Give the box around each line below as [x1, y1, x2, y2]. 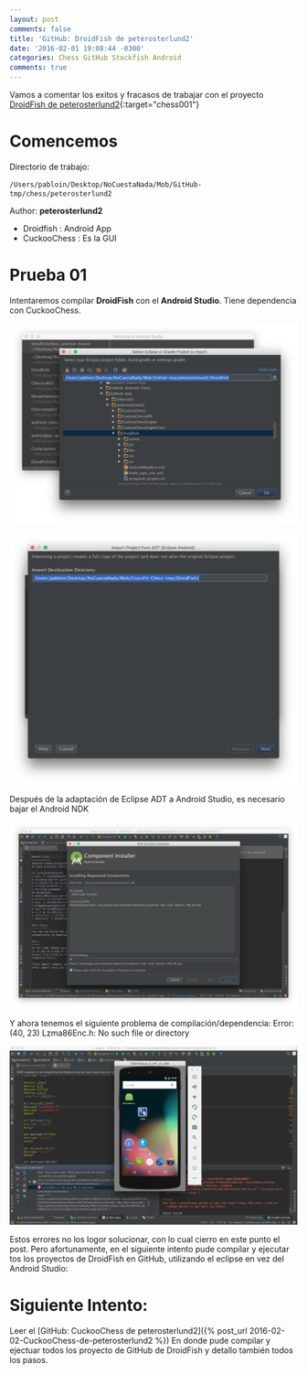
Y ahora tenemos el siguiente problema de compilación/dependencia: [9, 1017, 271, 1028]
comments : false [9, 24, 71, 34]
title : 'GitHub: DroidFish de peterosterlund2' [9, 34, 195, 43]
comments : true [9, 63, 68, 72]
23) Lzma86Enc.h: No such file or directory [26, 1027, 190, 1038]
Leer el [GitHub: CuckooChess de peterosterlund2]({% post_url [9, 1326, 249, 1336]
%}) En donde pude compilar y [154, 1336, 271, 1347]
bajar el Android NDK [9, 803, 90, 814]
